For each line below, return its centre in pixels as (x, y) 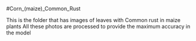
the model (19, 33)
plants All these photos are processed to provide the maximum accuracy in (98, 26)
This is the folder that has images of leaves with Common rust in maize (94, 20)
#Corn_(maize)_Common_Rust (43, 9)
